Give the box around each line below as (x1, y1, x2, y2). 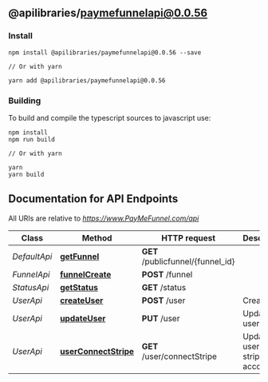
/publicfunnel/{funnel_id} (141, 256, 235, 267)
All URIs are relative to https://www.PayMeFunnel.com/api (8, 213, 199, 223)
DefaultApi (12, 251, 53, 262)
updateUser (59, 312, 106, 324)
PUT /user (141, 312, 180, 324)
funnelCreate (59, 269, 112, 280)
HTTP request (161, 232, 216, 243)
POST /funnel (141, 269, 193, 280)
